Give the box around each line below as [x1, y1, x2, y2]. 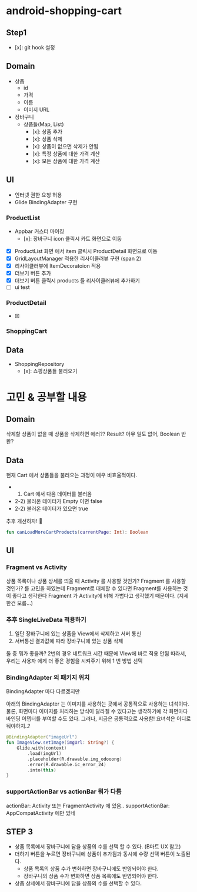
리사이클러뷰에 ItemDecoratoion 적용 [14, 262, 101, 269]
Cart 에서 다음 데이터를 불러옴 [23, 490, 92, 498]
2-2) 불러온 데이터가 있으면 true [14, 505, 88, 512]
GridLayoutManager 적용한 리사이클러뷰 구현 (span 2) [14, 255, 142, 262]
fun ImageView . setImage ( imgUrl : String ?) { [6, 740, 115, 745]
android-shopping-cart [6, 4, 122, 18]
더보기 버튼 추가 [14, 269, 51, 277]
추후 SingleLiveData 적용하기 [6, 615, 86, 624]
